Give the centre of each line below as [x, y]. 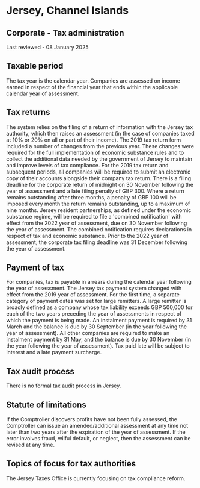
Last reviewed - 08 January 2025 [47, 47]
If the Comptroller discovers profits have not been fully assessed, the [92, 419]
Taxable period [35, 66]
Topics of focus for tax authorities [71, 464]
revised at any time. [31, 445]
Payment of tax [35, 268]
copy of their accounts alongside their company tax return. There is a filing [99, 178]
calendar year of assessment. [43, 93]
